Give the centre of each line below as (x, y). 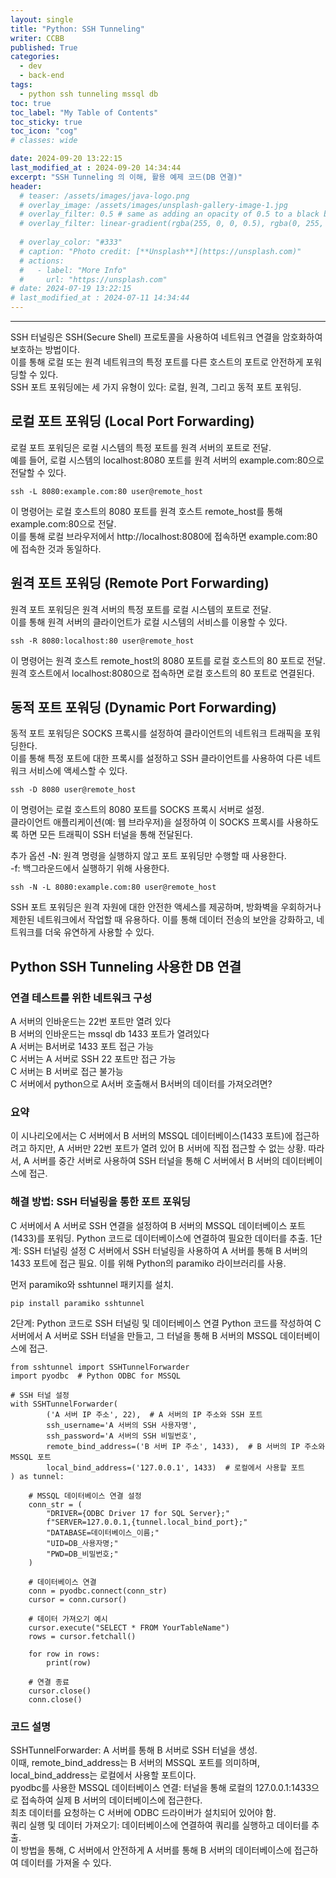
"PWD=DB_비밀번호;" (82, 1554)
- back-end (42, 76)
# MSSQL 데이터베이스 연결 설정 (85, 1496)
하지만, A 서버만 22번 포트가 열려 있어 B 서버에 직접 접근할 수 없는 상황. (167, 1148)
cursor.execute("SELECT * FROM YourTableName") (129, 1627)
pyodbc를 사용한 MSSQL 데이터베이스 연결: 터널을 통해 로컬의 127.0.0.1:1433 (161, 1788)
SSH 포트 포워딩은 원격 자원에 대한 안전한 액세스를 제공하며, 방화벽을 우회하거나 (166, 907)
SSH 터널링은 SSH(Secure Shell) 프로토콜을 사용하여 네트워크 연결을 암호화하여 (166, 337)
